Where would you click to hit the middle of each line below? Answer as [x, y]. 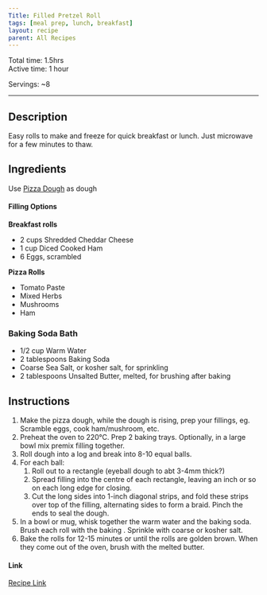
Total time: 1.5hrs [36, 60]
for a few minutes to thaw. [51, 145]
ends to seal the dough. [70, 513]
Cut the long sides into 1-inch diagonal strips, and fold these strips [140, 496]
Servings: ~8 [29, 84]
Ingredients [37, 169]
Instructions [39, 401]
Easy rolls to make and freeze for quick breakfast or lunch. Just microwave [131, 136]
